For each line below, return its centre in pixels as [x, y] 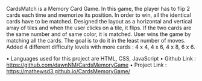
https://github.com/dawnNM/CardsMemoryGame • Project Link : [87, 65]
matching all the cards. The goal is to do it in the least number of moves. [96, 40]
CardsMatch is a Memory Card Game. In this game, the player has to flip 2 [98, 9]
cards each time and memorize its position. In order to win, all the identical [99, 15]
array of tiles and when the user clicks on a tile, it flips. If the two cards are [99, 28]
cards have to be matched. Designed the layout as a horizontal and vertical [99, 21]
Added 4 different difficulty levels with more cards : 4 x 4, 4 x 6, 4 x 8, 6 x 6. [101, 47]
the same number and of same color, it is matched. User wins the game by [99, 34]
